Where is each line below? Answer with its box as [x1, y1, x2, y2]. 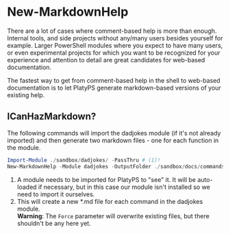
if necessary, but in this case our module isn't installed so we [38, 183, 211, 191]
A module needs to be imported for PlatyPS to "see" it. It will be [16, 175, 196, 183]
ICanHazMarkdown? [7, 111, 97, 122]
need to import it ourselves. [16, 190, 95, 198]
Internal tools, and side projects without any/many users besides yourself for [7, 34, 223, 42]
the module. [7, 143, 41, 151]
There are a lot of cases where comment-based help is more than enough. [7, 27, 217, 35]
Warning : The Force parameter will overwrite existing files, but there [16, 211, 210, 220]
